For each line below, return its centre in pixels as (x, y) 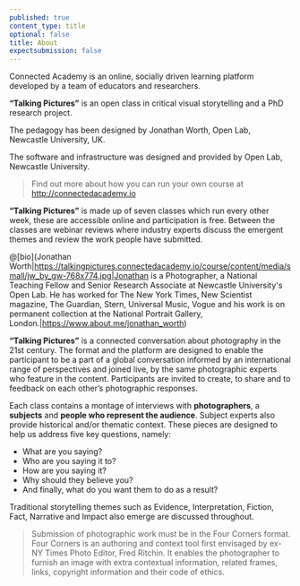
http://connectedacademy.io (83, 194)
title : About (34, 43)
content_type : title (48, 26)
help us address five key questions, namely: (90, 435)
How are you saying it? (64, 470)
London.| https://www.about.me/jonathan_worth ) (98, 323)
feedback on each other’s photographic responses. (104, 388)
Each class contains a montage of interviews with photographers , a (134, 406)
